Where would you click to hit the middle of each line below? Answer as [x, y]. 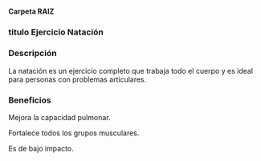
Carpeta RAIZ [31, 11]
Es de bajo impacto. [41, 149]
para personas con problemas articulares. [77, 79]
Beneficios [30, 100]
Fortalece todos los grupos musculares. [74, 133]
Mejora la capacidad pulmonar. [59, 118]
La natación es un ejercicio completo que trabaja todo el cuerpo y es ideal [131, 70]
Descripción [33, 54]
